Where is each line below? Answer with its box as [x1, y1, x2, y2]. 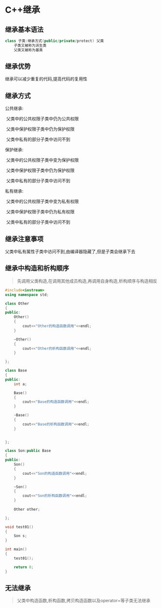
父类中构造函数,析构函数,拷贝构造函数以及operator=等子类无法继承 [17, 598, 151, 604]
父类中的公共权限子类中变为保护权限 [6, 157, 79, 163]
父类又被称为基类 [14, 47, 43, 53]
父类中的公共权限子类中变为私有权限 [6, 198, 79, 204]
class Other [5, 301, 29, 306]
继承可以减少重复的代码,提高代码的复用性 [5, 76, 88, 82]
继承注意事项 [5, 234, 44, 243]
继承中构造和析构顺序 [5, 264, 69, 272]
